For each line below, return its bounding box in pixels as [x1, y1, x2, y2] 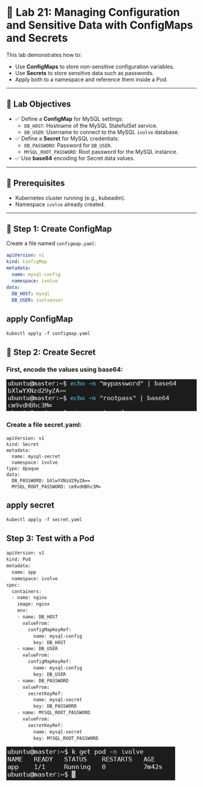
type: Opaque [6, 466, 39, 472]
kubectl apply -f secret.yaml [6, 517, 83, 523]
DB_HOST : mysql [11, 291, 50, 297]
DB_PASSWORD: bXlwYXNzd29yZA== [11, 478, 91, 484]
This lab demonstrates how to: [6, 51, 82, 58]
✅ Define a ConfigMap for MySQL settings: [14, 115, 124, 122]
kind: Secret [6, 441, 39, 447]
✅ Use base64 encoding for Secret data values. [14, 154, 135, 162]
